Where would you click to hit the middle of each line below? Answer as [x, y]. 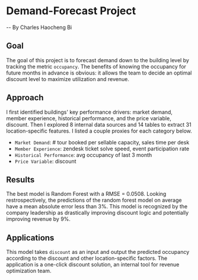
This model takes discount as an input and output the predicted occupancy [98, 252]
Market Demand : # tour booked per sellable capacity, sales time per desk [102, 142]
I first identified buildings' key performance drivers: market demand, [90, 112]
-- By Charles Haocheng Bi [39, 27]
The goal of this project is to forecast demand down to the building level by [98, 60]
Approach [25, 98]
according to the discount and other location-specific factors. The [87, 258]
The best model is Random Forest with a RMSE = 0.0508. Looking [86, 194]
